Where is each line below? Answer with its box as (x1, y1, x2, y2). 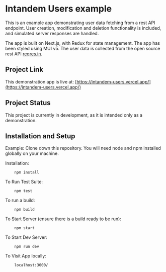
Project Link (5, 65, 44, 74)
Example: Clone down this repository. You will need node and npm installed (5, 145, 161, 151)
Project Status (5, 99, 51, 107)
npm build (14, 207, 35, 212)
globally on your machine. (5, 150, 59, 156)
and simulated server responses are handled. (5, 30, 99, 36)
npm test (14, 189, 33, 194)
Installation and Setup (5, 132, 75, 140)
